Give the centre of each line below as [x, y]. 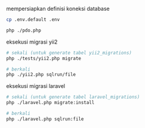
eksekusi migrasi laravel [36, 86]
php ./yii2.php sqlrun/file [41, 75]
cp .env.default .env [33, 20]
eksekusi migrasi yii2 [32, 42]
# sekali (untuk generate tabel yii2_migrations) [69, 53]
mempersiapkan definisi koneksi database [58, 9]
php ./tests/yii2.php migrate [44, 58]
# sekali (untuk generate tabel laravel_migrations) [73, 97]
